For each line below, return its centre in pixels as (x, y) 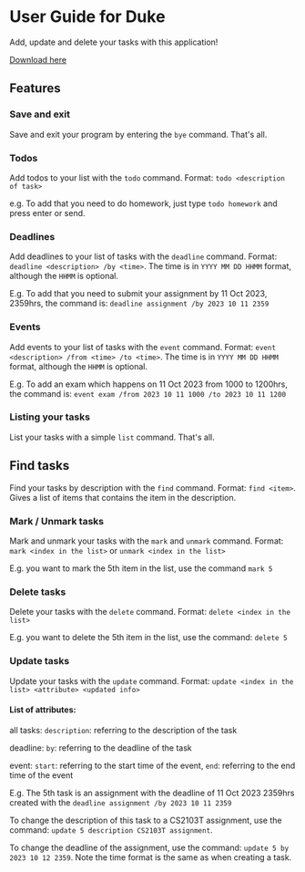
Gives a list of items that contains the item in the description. (123, 497)
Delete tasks (38, 592)
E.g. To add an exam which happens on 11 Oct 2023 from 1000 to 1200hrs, (149, 384)
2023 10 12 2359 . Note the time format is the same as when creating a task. (151, 857)
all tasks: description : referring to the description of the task (123, 730)
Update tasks (40, 661)
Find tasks (40, 466)
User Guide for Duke (87, 17)
